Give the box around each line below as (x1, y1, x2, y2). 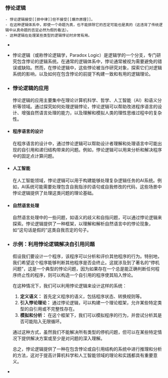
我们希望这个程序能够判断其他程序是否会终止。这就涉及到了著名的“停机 (12, 259, 159, 265)
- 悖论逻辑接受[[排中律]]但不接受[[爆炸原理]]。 (5, 17, 95, 22)
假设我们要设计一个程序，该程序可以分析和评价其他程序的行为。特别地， (12, 253, 162, 259)
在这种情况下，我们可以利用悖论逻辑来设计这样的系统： (12, 282, 127, 289)
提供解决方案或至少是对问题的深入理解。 (21, 335, 105, 341)
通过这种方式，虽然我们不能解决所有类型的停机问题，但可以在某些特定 (12, 329, 158, 335)
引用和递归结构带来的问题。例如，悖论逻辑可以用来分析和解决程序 (26, 146, 162, 152)
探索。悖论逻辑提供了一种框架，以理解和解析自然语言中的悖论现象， (12, 221, 153, 227)
